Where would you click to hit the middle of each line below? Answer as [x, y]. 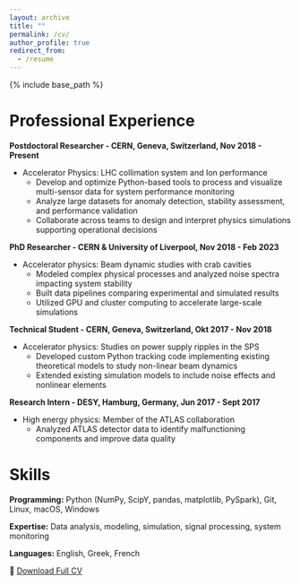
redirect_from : [38, 51]
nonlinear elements [71, 384]
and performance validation [87, 211]
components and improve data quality [106, 438]
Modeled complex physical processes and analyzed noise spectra [158, 273]
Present [24, 155]
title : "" [28, 26]
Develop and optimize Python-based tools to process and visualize [159, 182]
